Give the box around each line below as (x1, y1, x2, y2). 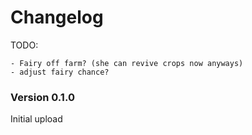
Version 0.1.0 (10, 90, 75, 104)
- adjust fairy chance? (10, 67, 110, 77)
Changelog (10, 6, 104, 29)
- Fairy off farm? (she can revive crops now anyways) (10, 58, 244, 68)
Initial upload (10, 113, 63, 125)
